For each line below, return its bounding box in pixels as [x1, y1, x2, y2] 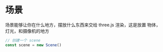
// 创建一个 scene [5, 38, 41, 43]
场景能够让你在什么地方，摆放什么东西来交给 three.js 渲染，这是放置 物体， [5, 22, 160, 28]
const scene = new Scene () [5, 43, 62, 48]
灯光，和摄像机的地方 [5, 28, 49, 34]
